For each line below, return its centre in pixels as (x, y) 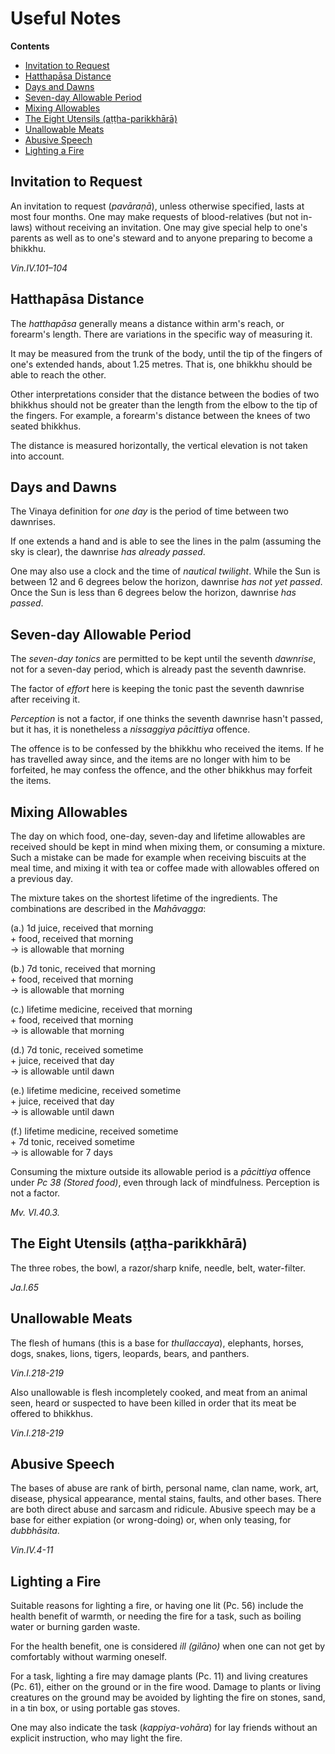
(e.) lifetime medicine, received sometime (96, 1090)
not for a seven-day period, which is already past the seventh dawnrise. (158, 669)
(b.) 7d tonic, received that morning (83, 968)
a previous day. (42, 878)
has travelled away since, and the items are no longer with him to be (150, 759)
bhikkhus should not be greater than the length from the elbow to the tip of (164, 404)
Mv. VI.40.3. (35, 1212)
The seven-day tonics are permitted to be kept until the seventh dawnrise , (163, 659)
